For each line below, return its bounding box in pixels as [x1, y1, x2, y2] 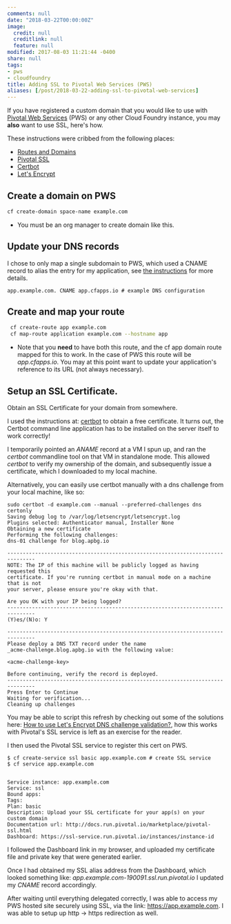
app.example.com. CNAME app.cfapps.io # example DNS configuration [7, 287, 205, 294]
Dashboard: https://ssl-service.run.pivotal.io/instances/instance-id [7, 833, 214, 840]
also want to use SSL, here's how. [7, 121, 103, 129]
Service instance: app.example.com [7, 779, 110, 786]
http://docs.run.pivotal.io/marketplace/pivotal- [66, 821, 212, 828]
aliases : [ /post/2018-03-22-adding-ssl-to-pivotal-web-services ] [7, 87, 199, 94]
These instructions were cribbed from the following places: [7, 134, 175, 142]
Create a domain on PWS [7, 190, 116, 201]
